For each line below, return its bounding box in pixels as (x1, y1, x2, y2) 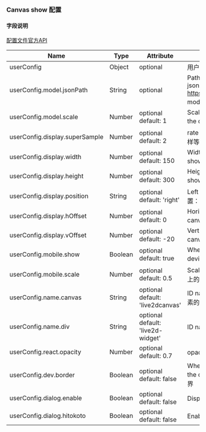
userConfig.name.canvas (9, 293, 82, 302)
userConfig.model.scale (9, 112, 78, 121)
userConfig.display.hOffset (9, 212, 87, 221)
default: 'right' (139, 195, 180, 204)
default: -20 (139, 235, 175, 243)
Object (109, 63, 129, 71)
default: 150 (139, 157, 175, 165)
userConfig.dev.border (9, 371, 75, 379)
